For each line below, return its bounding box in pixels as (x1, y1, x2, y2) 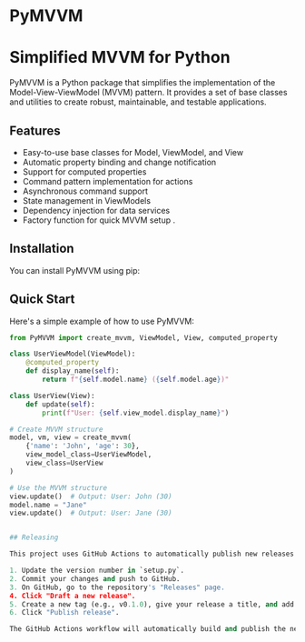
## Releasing (9, 533, 59, 542)
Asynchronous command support (22, 186, 148, 196)
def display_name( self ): (25, 366, 120, 376)
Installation (9, 241, 74, 256)
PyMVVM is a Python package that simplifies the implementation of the (9, 77, 276, 88)
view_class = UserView (25, 458, 103, 468)
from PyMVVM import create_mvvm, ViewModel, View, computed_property (9, 333, 279, 342)
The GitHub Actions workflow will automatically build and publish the (9, 625, 286, 634)
